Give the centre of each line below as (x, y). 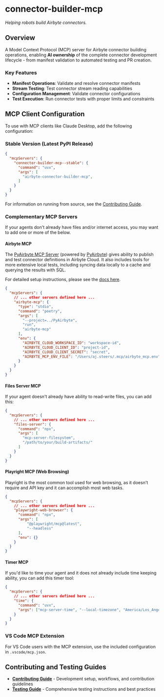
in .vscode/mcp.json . (26, 652)
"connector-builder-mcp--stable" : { (51, 163)
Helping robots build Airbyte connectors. (46, 22)
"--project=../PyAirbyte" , (50, 320)
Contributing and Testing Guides (56, 667)
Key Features (21, 73)
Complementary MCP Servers (41, 217)
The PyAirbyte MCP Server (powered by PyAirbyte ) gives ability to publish (79, 254)
